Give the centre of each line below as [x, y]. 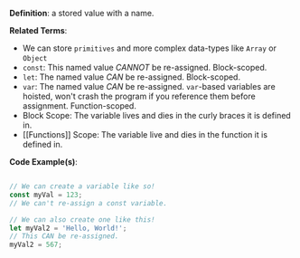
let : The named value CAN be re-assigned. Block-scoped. [131, 77]
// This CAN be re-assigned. [64, 236]
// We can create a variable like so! [82, 186]
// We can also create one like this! [82, 220]
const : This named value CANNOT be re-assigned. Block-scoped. [145, 67]
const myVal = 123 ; [46, 195]
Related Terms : [38, 30]
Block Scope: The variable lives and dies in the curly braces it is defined [156, 115]
